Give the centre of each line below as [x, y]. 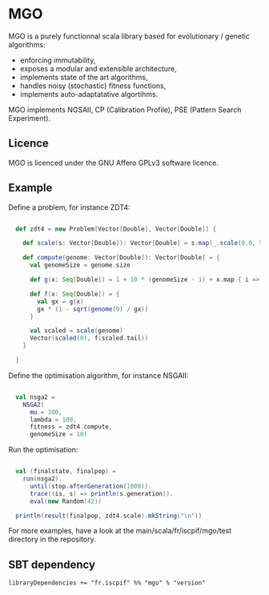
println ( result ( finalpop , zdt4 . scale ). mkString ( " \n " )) [109, 516]
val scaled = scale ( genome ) [76, 331]
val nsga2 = [36, 397]
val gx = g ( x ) [60, 301]
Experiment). [30, 118]
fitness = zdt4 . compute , [71, 427]
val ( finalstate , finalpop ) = [66, 472]
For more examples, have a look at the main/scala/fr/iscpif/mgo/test [120, 531]
